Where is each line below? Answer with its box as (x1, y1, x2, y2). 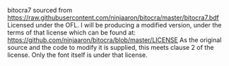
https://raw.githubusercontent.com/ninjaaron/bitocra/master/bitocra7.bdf (7, 13, 219, 22)
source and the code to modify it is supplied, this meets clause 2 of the (7, 44, 214, 51)
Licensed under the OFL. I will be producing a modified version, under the (7, 21, 222, 29)
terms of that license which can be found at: (7, 28, 136, 37)
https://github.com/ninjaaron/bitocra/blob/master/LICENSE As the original (7, 36, 222, 44)
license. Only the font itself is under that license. (7, 51, 148, 59)
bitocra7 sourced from (7, 6, 73, 14)
